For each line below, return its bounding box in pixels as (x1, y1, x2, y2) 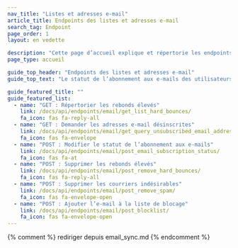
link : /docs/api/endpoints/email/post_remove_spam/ (20, 187, 176, 194)
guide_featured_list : (7, 95, 72, 102)
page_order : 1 (7, 30, 50, 38)
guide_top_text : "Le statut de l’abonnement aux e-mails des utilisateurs (7, 75, 233, 82)
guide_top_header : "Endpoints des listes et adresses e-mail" (7, 69, 195, 76)
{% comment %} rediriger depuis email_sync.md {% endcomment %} (7, 233, 210, 242)
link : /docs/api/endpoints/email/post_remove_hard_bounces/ (20, 167, 201, 174)
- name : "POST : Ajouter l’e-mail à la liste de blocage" (13, 200, 189, 208)
